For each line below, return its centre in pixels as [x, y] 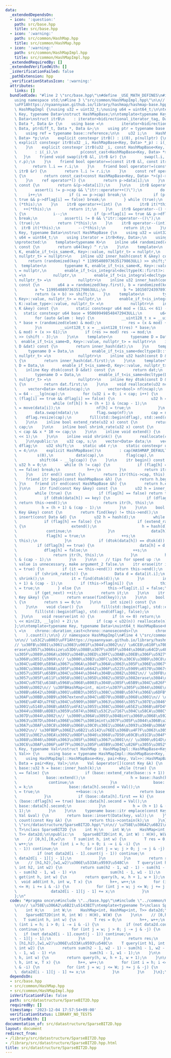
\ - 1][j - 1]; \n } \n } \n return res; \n [86, 939]
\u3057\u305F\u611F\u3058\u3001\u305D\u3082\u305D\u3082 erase [82, 678]
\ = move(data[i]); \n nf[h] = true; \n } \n [90, 408]
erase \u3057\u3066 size [38, 650]
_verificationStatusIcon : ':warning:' [51, 81]
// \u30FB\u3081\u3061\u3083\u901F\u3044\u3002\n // [70, 645]
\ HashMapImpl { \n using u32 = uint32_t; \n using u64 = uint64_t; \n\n [89, 110]
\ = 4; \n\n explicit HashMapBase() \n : [68, 451]
